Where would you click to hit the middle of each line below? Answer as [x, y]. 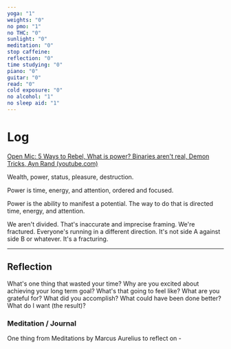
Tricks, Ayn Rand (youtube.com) [53, 163]
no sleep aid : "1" [33, 103]
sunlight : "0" [27, 39]
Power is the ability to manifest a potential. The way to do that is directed [110, 203]
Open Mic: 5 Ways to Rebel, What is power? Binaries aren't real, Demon [108, 156]
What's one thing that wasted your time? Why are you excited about [103, 284]
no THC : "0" [24, 33]
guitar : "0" [24, 77]
